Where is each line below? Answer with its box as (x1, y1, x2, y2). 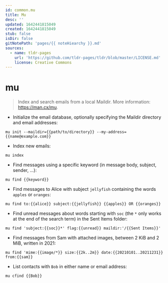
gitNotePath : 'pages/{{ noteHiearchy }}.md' (5, 41, 102, 46)
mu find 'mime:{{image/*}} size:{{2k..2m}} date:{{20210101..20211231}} (5, 250, 163, 255)
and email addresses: (12, 120, 58, 126)
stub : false (5, 31, 31, 36)
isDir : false (5, 36, 33, 41)
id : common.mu (5, 7, 36, 13)
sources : (5, 46, 24, 51)
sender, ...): (12, 167, 37, 173)
